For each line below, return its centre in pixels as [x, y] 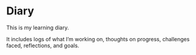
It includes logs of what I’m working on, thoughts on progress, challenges [98, 39]
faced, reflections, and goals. [43, 45]
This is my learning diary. [38, 27]
